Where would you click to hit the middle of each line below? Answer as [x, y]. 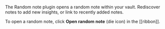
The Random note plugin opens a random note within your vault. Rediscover [82, 7]
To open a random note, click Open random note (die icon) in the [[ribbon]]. [82, 22]
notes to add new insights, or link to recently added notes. [64, 12]
